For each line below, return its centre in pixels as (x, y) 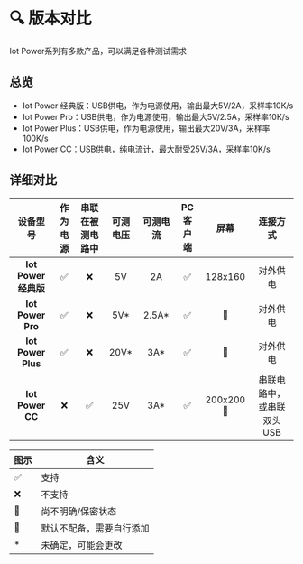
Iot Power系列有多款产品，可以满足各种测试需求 (98, 51)
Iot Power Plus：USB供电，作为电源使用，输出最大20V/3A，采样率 (146, 128)
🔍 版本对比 (50, 18)
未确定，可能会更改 (82, 545)
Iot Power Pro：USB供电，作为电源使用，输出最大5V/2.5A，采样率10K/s (156, 116)
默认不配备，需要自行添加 (96, 528)
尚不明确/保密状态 (79, 511)
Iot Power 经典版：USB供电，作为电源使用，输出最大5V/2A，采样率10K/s (158, 106)
